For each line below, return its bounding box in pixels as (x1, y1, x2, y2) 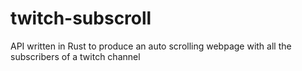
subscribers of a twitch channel (10, 50, 141, 62)
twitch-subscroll (10, 7, 152, 30)
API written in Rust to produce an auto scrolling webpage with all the (10, 40, 292, 52)
